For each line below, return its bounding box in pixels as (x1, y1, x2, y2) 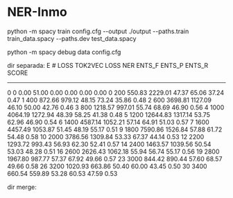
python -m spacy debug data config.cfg (7, 48, 121, 56)
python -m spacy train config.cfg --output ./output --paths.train (7, 27, 189, 35)
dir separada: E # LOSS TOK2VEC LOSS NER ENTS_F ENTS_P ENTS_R (7, 61, 209, 69)
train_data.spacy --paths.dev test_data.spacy (7, 34, 137, 42)
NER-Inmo (7, 4, 67, 20)
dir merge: (7, 183, 37, 191)
